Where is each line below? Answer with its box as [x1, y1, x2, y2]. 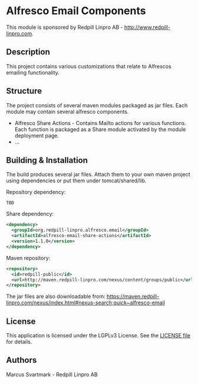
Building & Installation [6, 155, 88, 165]
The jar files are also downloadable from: [6, 293, 105, 300]
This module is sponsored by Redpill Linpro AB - [6, 24, 123, 31]
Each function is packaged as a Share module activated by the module [14, 126, 186, 133]
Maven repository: [6, 254, 51, 261]
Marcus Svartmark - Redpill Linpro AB [6, 370, 98, 378]
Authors [6, 355, 37, 365]
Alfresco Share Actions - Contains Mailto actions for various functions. [14, 119, 187, 126]
